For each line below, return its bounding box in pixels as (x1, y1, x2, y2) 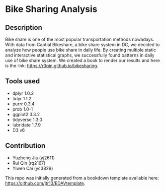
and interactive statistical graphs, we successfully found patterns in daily (5, 52, 155, 58)
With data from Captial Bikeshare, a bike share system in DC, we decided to (5, 42, 160, 48)
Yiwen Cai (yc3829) (12, 165, 53, 171)
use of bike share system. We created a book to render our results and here (5, 58, 160, 63)
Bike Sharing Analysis (5, 3, 98, 15)
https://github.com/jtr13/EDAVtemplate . (5, 180, 85, 186)
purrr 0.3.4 (12, 101, 35, 107)
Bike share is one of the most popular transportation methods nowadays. (5, 36, 155, 42)
